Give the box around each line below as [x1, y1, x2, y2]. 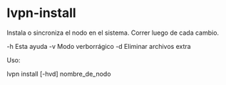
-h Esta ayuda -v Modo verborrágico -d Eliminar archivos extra [6, 42, 191, 50]
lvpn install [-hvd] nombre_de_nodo [6, 69, 111, 78]
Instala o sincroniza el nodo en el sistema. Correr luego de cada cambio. [6, 28, 219, 37]
